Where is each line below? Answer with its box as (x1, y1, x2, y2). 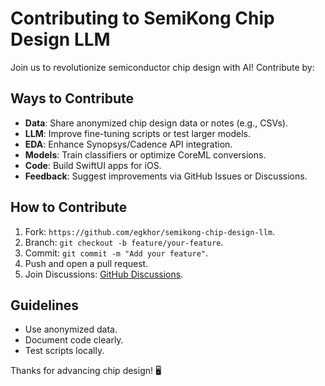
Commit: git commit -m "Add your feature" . (24, 247, 209, 259)
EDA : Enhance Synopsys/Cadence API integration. (24, 138, 233, 150)
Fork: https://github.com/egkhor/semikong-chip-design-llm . (24, 225, 276, 237)
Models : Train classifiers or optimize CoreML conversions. (24, 148, 267, 161)
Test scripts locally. (24, 345, 105, 357)
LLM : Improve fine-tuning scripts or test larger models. (24, 127, 251, 139)
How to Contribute (10, 199, 128, 216)
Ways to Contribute (10, 90, 134, 107)
